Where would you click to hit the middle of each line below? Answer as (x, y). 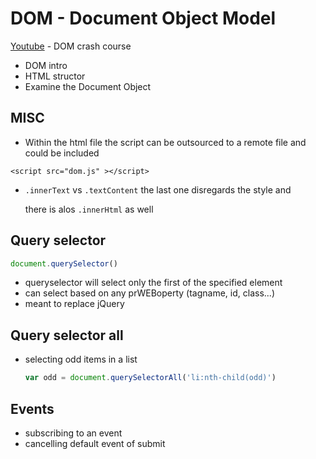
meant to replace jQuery (74, 304)
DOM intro (46, 65)
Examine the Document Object (88, 86)
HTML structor (55, 76)
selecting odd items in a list (81, 359)
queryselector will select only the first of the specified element (153, 283)
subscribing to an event (73, 433)
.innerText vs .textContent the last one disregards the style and (158, 189)
